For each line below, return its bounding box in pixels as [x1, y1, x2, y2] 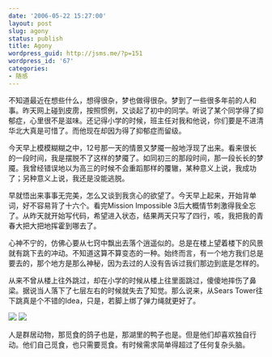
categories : [8, 65, 49, 73]
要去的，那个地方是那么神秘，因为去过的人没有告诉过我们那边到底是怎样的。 [8, 258, 264, 268]
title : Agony [8, 42, 53, 50]
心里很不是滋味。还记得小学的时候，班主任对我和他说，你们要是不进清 [29, 115, 264, 125]
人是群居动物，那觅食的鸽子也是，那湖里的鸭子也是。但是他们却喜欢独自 [8, 329, 249, 339]
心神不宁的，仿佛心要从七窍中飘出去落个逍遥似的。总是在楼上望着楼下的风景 [8, 238, 264, 248]
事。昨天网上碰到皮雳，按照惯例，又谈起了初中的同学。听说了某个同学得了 [8, 105, 257, 115]
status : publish [8, 34, 63, 43]
